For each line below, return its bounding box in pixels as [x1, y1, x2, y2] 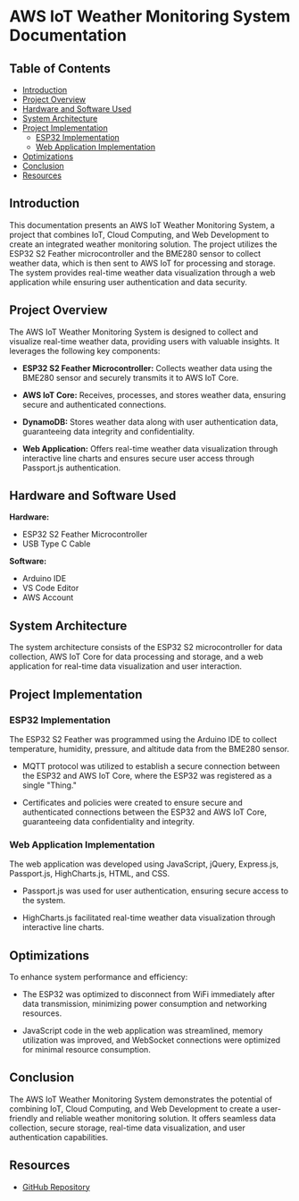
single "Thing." [21, 780, 78, 791]
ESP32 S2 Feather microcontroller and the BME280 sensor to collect [9, 248, 262, 258]
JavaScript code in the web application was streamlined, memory [21, 1026, 263, 1036]
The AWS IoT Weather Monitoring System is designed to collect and [9, 326, 259, 337]
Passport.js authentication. [21, 462, 121, 473]
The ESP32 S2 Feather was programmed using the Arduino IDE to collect [9, 733, 278, 744]
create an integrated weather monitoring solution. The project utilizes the [9, 239, 278, 250]
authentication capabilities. [9, 1131, 109, 1142]
